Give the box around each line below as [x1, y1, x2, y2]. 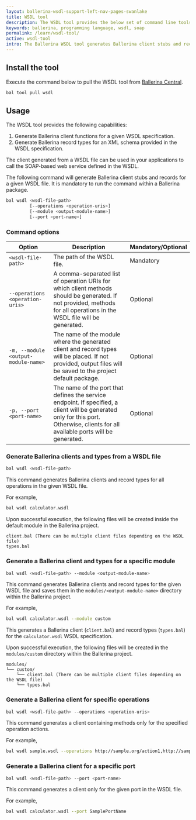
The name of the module [53, 330, 121, 339]
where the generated [53, 337, 111, 346]
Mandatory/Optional [129, 243, 187, 251]
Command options [6, 228, 60, 236]
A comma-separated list [53, 270, 121, 278]
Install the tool [6, 63, 60, 73]
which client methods [53, 284, 113, 292]
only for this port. [53, 413, 100, 421]
